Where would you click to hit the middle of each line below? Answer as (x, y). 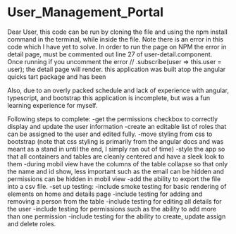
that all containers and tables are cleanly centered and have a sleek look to (116, 156)
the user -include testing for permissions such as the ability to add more (112, 209)
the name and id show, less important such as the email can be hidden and (116, 171)
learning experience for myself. (52, 105)
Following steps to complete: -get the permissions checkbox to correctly (113, 119)
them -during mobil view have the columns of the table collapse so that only (118, 164)
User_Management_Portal (86, 12)
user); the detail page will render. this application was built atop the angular (117, 69)
